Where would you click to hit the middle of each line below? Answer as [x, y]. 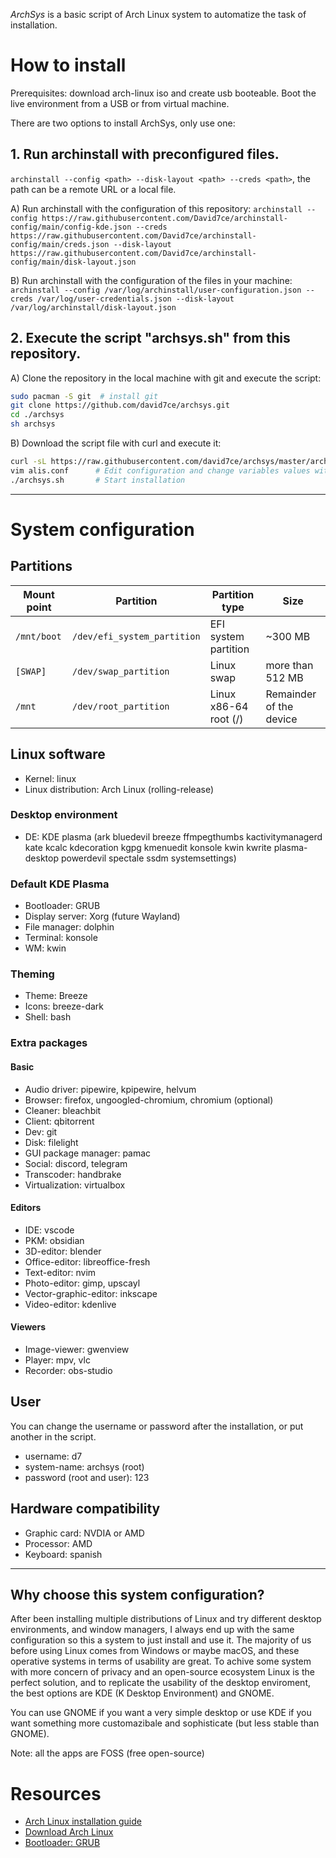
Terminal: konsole [61, 938]
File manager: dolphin [69, 927]
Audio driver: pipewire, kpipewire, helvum [110, 1089]
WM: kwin [45, 948]
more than [289, 665]
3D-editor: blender [63, 1251]
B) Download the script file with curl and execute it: [116, 443]
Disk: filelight [51, 1142]
